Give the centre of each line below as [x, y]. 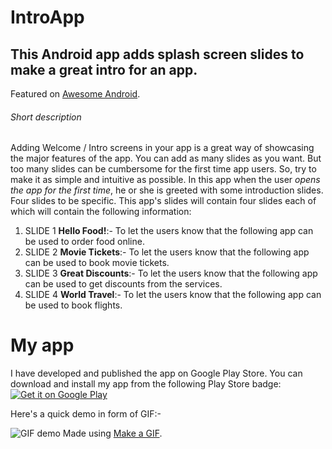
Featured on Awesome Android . [75, 94]
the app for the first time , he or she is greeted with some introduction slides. [167, 190]
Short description [46, 117]
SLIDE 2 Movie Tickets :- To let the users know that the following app [167, 252]
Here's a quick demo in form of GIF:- [86, 414]
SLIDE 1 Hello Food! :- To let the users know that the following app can [169, 231]
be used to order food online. [84, 242]
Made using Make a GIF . [112, 433]
